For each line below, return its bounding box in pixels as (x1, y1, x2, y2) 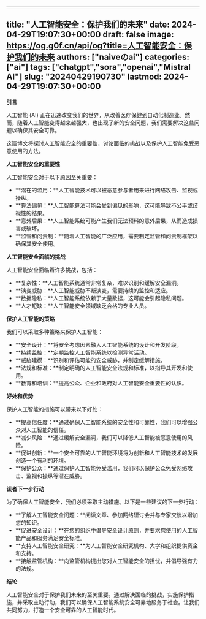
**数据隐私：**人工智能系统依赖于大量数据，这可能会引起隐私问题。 (15, 294, 188, 302)
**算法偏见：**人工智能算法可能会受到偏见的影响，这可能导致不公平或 (15, 202, 193, 209)
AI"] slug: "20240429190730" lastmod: (6, 72, 162, 82)
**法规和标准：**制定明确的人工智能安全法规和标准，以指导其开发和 (15, 364, 188, 371)
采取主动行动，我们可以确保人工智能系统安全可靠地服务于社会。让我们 (22, 598, 200, 606)
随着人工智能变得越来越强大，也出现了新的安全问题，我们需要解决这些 (17, 119, 194, 126)
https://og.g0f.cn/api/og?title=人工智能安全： (6, 40, 184, 51)
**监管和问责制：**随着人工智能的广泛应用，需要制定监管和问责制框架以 (15, 232, 198, 240)
